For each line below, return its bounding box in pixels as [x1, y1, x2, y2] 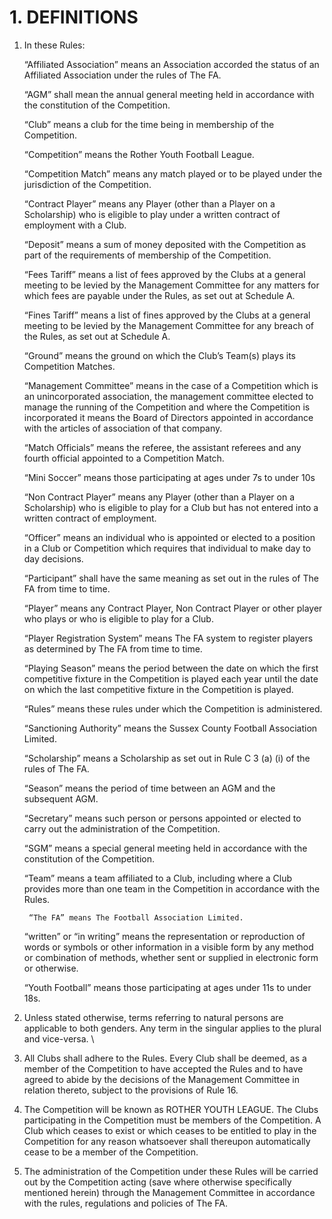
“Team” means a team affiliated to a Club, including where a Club [23, 872, 293, 884]
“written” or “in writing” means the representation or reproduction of [23, 930, 306, 942]
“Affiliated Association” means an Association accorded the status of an [23, 58, 320, 70]
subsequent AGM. [23, 792, 99, 805]
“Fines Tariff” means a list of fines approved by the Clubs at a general [23, 309, 311, 321]
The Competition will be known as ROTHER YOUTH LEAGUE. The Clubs [23, 1103, 319, 1115]
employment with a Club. [23, 219, 127, 231]
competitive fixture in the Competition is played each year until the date [23, 672, 319, 685]
